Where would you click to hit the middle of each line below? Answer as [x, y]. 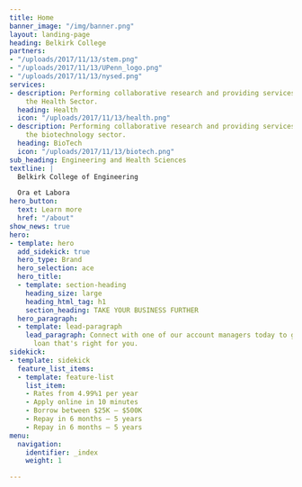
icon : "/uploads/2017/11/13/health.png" [94, 118]
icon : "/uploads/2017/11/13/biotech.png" [96, 151]
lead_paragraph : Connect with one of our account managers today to [156, 335]
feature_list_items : [56, 369]
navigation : [40, 444]
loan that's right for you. [86, 344]
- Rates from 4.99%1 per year [82, 394]
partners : [28, 51]
